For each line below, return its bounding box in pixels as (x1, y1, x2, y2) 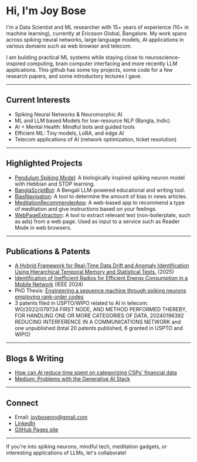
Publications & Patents (6, 246, 91, 257)
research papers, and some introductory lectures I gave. (6, 72, 142, 79)
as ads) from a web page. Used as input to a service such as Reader (14, 218, 180, 225)
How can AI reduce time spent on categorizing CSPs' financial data (14, 369, 177, 376)
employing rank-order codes (14, 293, 84, 301)
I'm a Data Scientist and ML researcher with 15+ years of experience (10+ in (6, 24, 189, 31)
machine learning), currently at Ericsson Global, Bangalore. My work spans (6, 29, 187, 36)
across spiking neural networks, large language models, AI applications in (6, 36, 184, 43)
